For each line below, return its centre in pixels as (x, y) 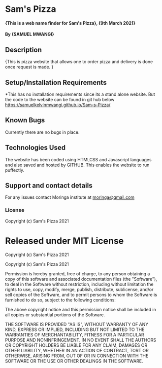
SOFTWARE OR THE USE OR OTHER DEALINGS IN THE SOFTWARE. (74, 361)
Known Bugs (25, 120)
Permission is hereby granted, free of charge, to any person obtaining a (78, 274)
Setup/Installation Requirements (56, 82)
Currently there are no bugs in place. (42, 132)
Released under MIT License (65, 241)
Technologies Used (35, 148)
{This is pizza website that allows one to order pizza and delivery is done (79, 62)
